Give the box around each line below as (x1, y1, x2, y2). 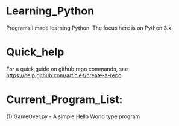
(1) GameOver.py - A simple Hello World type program (6, 113, 140, 120)
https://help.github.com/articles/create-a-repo (6, 71, 122, 79)
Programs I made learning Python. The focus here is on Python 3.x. (6, 24, 173, 31)
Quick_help (6, 45, 64, 59)
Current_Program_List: (6, 93, 123, 107)
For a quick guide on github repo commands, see (6, 65, 128, 72)
